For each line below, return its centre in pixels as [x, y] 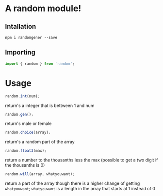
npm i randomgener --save [31, 37]
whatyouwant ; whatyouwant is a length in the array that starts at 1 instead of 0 [80, 188]
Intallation [21, 27]
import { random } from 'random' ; [40, 64]
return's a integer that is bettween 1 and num [50, 106]
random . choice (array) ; [28, 133]
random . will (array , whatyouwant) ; [40, 174]
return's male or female [28, 124]
